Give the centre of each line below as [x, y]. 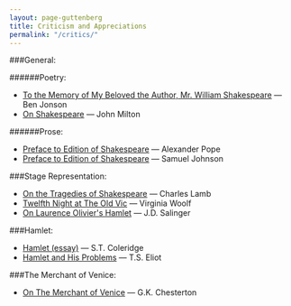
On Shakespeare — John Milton [82, 115]
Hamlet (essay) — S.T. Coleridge [83, 248]
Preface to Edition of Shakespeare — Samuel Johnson [123, 159]
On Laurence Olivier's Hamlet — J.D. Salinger [106, 213]
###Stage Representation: [58, 176]
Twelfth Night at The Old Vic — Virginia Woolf [107, 203]
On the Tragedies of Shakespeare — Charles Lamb [117, 194]
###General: [33, 60]
